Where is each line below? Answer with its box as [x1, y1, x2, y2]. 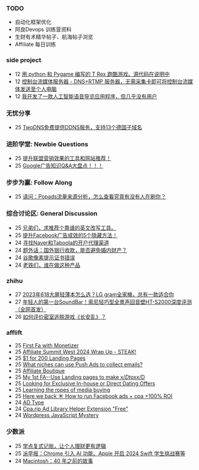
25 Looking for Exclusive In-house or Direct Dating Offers [14, 380, 156, 387]
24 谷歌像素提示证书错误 [14, 254, 75, 261]
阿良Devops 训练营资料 [14, 26, 72, 33]
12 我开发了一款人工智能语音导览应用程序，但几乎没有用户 [14, 92, 157, 99]
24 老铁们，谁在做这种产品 [14, 261, 81, 269]
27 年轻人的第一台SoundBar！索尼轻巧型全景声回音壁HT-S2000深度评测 [14, 298, 192, 306]
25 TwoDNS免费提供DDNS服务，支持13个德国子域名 [14, 123, 143, 130]
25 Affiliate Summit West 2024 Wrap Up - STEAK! [14, 348, 137, 356]
